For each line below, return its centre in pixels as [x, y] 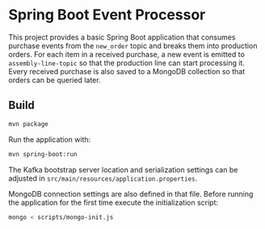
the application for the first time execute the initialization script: [114, 202]
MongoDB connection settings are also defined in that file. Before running [131, 194]
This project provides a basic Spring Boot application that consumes [122, 37]
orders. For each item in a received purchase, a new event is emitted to [126, 54]
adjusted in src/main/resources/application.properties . [103, 178]
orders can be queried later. [55, 80]
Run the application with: [50, 139]
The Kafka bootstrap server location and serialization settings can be [123, 169]
